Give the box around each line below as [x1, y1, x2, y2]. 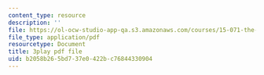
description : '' [8, 19, 61, 27]
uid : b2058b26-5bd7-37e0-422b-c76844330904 [8, 55, 153, 63]
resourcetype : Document [8, 41, 86, 48]
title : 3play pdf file [8, 48, 82, 55]
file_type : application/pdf [8, 33, 101, 41]
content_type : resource [8, 11, 86, 20]
